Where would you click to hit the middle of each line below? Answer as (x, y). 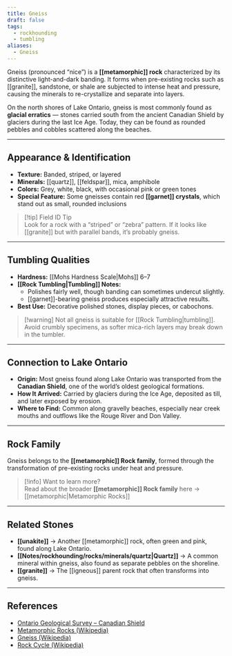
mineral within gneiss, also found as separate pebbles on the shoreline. (118, 563)
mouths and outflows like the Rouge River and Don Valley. (99, 416)
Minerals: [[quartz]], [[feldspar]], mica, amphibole (88, 181)
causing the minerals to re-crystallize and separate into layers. (96, 93)
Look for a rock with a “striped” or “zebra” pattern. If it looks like (115, 224)
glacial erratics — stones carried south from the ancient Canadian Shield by (116, 114)
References (32, 606)
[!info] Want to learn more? (62, 482)
